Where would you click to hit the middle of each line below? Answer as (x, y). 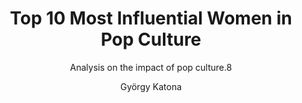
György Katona (151, 86)
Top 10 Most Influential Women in (151, 18)
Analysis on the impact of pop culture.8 (151, 67)
